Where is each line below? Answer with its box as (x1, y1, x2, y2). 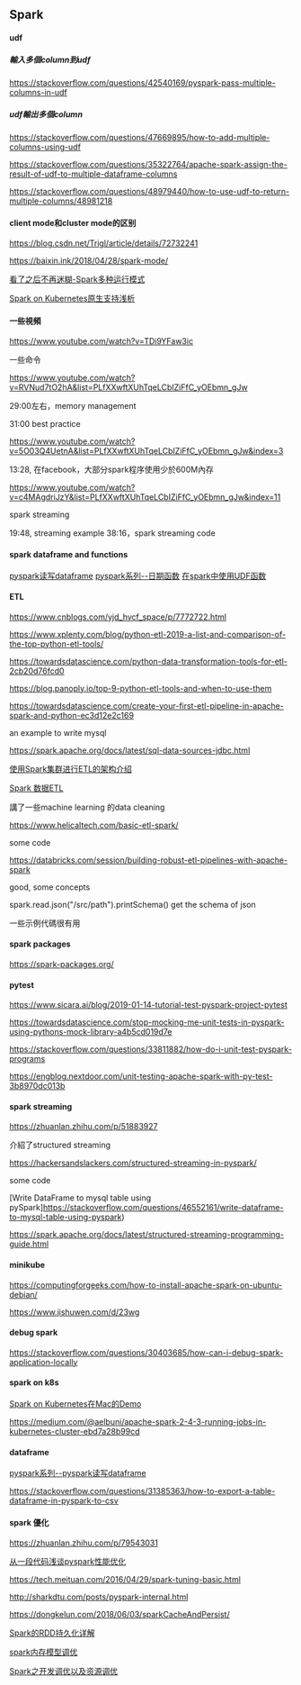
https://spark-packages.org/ (9, 958, 114, 969)
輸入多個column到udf (9, 54, 92, 65)
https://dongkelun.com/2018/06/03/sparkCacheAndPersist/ (9, 1609, 231, 1620)
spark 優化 (9, 1517, 49, 1527)
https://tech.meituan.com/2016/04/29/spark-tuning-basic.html (9, 1574, 241, 1585)
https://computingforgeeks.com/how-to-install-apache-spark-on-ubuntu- (9, 1279, 283, 1291)
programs (9, 1054, 46, 1064)
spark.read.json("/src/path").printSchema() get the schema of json (9, 899, 256, 910)
